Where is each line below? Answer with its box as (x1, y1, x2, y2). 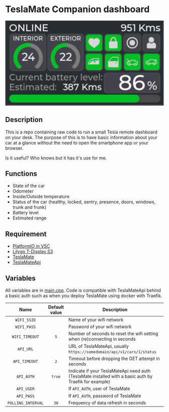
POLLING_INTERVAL (7, 400, 44, 405)
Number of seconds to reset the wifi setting (68, 331, 158, 337)
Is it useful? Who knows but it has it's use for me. (5, 155, 107, 161)
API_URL (17, 347, 34, 352)
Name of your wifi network (68, 316, 124, 323)
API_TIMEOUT (13, 359, 38, 364)
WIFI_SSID (15, 317, 36, 323)
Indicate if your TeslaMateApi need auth (68, 368, 151, 374)
